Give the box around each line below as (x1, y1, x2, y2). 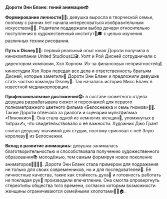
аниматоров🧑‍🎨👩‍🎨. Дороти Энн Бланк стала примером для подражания (5, 161, 158, 167)
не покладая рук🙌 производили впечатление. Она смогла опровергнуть (5, 177, 160, 183)
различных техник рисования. (5, 38, 70, 44)
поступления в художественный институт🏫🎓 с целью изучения (5, 31, 142, 37)
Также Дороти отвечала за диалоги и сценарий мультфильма (5, 110, 137, 115)
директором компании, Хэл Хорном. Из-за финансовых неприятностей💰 (5, 61, 162, 67)
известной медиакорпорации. (5, 84, 69, 90)
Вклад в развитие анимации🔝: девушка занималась (5, 143, 118, 148)
